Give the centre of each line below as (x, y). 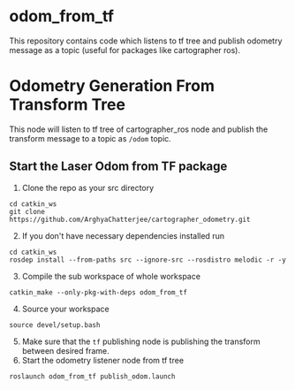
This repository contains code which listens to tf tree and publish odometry (146, 41)
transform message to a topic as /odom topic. (91, 138)
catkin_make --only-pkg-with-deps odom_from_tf (98, 292)
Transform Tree (68, 105)
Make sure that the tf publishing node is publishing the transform (141, 341)
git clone (27, 211)
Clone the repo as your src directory (88, 187)
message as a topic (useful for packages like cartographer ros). (125, 50)
